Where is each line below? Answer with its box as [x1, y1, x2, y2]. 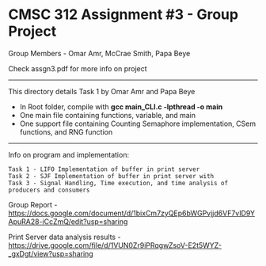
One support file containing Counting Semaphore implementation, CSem [19, 119, 256, 128]
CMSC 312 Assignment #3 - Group [8, 6, 239, 24]
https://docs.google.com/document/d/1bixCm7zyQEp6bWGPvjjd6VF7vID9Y [8, 208, 256, 218]
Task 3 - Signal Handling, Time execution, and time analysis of [8, 179, 228, 187]
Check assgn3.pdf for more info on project [8, 63, 148, 73]
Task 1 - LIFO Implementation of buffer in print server [8, 165, 200, 173]
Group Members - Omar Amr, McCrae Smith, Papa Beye [8, 48, 191, 58]
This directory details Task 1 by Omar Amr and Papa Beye [8, 86, 196, 96]
